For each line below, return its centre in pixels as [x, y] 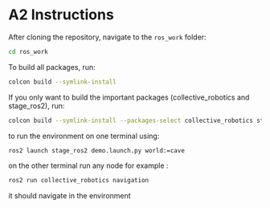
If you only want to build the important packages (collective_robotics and [129, 97]
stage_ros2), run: [37, 105]
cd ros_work [28, 51]
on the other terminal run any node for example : [88, 165]
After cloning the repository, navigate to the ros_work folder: [107, 37]
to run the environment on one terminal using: [84, 136]
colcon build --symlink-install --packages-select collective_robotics [131, 120]
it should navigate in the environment [70, 196]
